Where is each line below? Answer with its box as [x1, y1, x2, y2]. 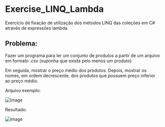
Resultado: [5, 106, 27, 112]
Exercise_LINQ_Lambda [5, 3, 104, 15]
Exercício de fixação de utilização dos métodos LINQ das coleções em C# [5, 20, 155, 26]
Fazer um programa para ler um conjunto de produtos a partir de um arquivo [5, 52, 160, 58]
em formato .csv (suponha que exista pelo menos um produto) [5, 58, 132, 64]
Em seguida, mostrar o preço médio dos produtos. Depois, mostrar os [5, 67, 147, 73]
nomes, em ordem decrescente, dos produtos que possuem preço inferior [5, 73, 156, 79]
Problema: [5, 40, 38, 48]
